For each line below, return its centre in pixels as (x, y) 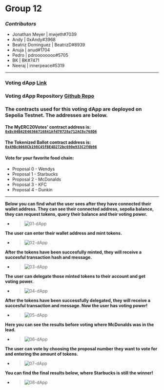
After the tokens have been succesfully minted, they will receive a (73, 252)
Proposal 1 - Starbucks (35, 174)
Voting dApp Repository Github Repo (50, 96)
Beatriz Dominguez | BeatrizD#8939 (49, 45)
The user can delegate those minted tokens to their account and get (75, 276)
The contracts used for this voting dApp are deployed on (73, 109)
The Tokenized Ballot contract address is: (48, 142)
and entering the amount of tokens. (42, 354)
